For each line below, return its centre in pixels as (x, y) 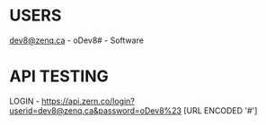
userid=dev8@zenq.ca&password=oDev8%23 (96, 110)
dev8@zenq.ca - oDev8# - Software (76, 40)
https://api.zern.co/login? (88, 101)
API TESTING (59, 76)
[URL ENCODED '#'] (221, 110)
